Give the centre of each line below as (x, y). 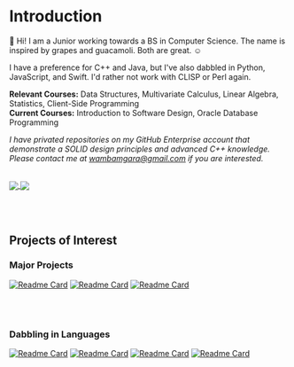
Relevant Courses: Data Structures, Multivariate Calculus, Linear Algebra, (144, 94)
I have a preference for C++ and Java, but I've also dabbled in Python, (137, 67)
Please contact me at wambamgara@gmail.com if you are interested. (136, 158)
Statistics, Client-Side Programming (74, 103)
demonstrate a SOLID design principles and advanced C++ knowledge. (139, 149)
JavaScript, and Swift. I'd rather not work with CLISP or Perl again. (130, 76)
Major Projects (41, 265)
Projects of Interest (63, 240)
